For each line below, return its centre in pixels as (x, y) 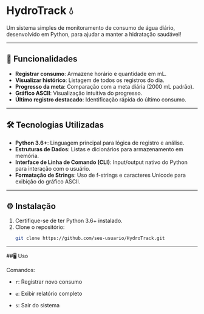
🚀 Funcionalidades (42, 59)
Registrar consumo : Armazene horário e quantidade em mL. (91, 73)
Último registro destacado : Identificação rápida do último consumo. (100, 99)
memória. (27, 155)
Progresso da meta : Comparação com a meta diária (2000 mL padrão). (104, 86)
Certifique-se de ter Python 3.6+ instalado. (69, 221)
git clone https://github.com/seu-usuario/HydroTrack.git (90, 238)
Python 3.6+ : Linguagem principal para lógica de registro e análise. (100, 143)
